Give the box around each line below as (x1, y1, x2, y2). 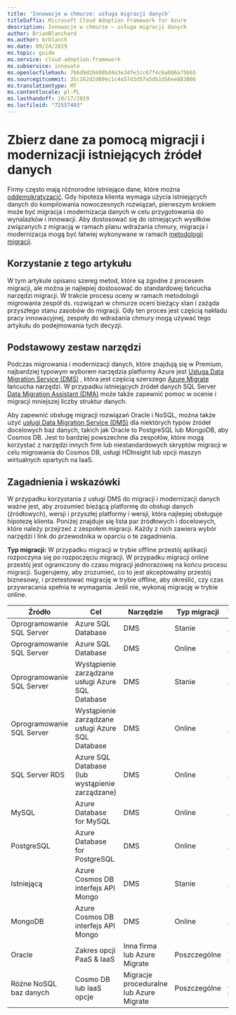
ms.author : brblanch (7, 37, 68, 44)
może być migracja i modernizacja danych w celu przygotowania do (7, 207, 204, 216)
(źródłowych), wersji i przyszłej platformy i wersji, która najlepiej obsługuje (7, 510, 223, 518)
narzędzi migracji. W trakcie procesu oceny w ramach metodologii (7, 291, 199, 299)
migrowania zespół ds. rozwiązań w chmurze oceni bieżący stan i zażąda (7, 299, 220, 307)
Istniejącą (11, 879, 43, 889)
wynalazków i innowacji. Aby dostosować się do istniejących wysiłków (7, 215, 211, 223)
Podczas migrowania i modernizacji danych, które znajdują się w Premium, (7, 360, 223, 369)
